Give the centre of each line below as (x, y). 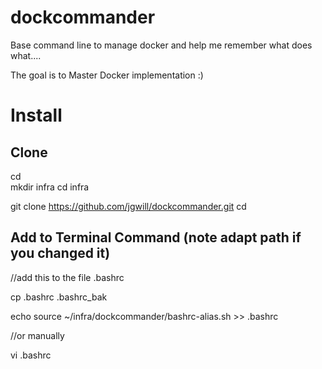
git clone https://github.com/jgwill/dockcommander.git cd (128, 206)
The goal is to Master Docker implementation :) (107, 75)
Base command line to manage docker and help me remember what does (161, 45)
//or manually (37, 335)
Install (36, 115)
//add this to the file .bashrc (67, 277)
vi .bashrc (31, 355)
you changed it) (60, 253)
